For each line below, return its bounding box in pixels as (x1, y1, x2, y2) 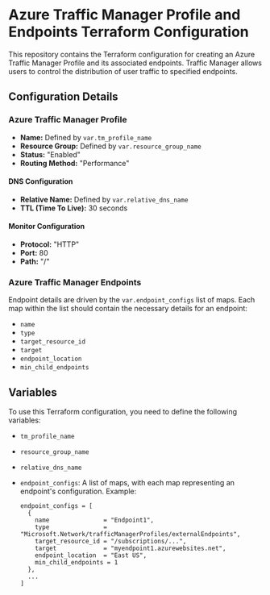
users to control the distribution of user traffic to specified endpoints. (8, 66, 238, 76)
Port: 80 (19, 248, 48, 258)
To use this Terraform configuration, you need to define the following (8, 407, 238, 417)
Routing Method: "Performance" (19, 158, 130, 168)
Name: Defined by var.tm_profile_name (19, 132, 152, 142)
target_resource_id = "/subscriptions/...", (35, 538, 187, 546)
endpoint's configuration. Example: (19, 486, 137, 497)
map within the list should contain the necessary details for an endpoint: (8, 304, 248, 314)
